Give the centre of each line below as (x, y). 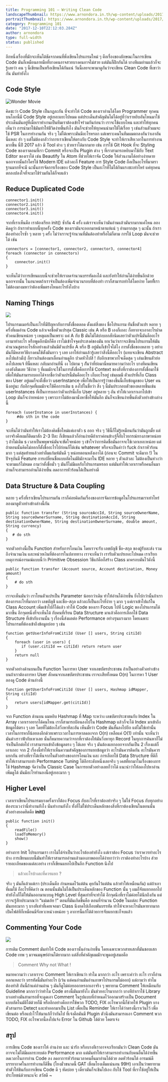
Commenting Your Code (44, 927)
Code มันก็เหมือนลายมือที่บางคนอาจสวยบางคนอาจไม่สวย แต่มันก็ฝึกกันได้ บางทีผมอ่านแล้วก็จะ (84, 62)
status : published (25, 42)
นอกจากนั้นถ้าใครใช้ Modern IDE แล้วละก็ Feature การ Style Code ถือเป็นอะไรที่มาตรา (82, 162)
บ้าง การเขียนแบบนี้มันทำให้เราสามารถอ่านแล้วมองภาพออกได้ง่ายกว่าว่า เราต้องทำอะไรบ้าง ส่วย (82, 858)
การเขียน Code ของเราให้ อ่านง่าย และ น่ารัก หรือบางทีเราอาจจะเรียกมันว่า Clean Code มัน (82, 1047)
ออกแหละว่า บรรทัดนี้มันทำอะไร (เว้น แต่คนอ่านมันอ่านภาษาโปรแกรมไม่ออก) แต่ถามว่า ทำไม (81, 980)
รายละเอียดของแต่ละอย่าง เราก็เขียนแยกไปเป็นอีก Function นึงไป (60, 863)
